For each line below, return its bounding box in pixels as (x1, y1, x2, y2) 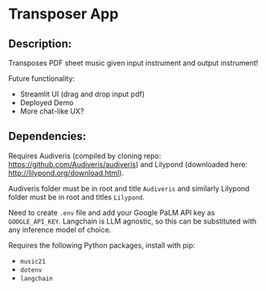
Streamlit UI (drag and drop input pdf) (19, 89, 145, 99)
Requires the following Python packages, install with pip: (8, 240, 195, 250)
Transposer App (8, 5, 119, 23)
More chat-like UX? (19, 106, 84, 116)
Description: (8, 37, 72, 51)
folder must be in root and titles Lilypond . (8, 192, 145, 202)
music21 (19, 257, 46, 265)
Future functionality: (8, 74, 75, 83)
